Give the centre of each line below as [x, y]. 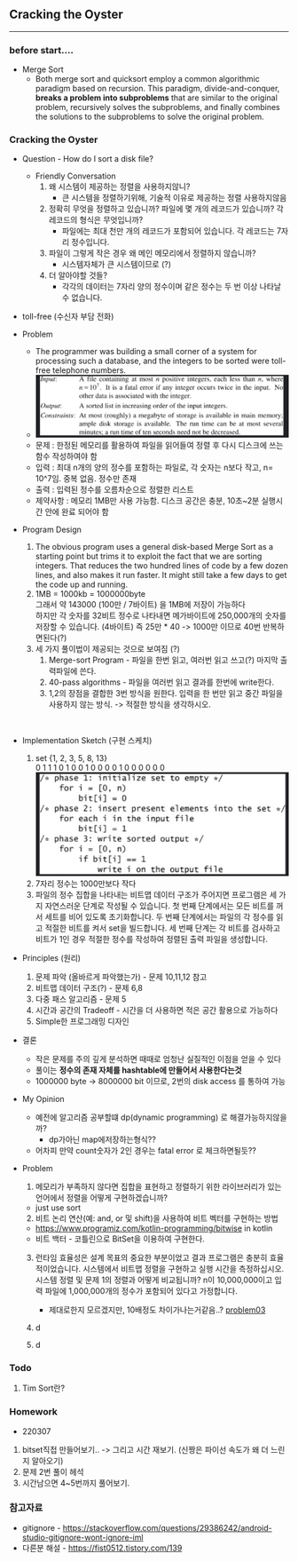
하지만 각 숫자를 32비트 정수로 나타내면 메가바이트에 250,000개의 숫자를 [161, 615]
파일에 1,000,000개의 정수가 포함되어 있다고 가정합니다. [141, 1290]
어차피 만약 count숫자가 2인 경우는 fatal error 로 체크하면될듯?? [146, 1150]
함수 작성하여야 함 [66, 456]
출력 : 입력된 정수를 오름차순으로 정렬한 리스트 [114, 489]
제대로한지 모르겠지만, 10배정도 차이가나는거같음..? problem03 [157, 1310]
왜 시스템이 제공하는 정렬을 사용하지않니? [119, 186]
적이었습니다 [57, 1268]
